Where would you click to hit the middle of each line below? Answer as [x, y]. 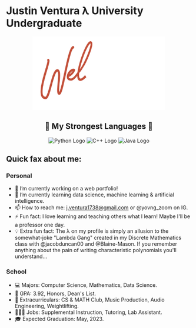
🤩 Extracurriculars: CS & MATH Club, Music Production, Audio [89, 299]
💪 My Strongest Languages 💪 [99, 127]
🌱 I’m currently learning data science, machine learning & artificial [94, 195]
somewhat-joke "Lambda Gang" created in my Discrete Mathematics [98, 238]
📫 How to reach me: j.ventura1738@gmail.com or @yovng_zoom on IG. [101, 207]
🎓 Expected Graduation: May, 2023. [59, 319]
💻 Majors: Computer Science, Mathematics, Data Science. [86, 285]
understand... [31, 256]
